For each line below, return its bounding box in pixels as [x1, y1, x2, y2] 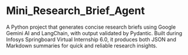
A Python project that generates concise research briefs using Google [6, 23, 176, 30]
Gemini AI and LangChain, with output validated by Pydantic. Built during [6, 29, 183, 36]
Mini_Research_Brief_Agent [6, 4, 146, 18]
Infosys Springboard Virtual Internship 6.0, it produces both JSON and [6, 36, 177, 43]
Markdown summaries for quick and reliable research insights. [6, 42, 158, 49]
